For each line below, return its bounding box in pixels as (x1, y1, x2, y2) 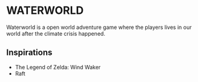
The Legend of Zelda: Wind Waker (15, 63, 101, 71)
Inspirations (6, 48, 53, 58)
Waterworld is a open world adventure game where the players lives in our (6, 24, 192, 31)
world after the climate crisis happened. (6, 30, 106, 37)
